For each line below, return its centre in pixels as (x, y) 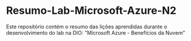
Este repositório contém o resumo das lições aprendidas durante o (87, 27)
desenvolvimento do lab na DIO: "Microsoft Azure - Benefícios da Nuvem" (96, 32)
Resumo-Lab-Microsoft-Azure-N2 (91, 11)
